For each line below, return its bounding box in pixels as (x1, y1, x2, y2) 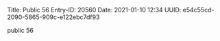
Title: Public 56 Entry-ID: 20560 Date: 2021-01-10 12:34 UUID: (7, 6, 182, 14)
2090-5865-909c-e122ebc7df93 (7, 13, 100, 21)
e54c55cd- (182, 6, 215, 14)
